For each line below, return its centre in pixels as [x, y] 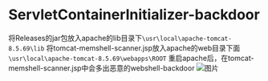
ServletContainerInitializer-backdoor [134, 15]
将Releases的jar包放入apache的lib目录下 [75, 38]
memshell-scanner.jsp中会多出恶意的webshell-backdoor [102, 68]
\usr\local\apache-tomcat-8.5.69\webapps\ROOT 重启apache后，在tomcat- [131, 58]
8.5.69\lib [26, 49]
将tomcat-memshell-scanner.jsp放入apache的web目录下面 [143, 48]
